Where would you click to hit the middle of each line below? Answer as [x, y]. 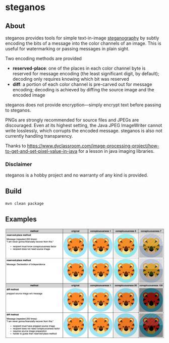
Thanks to [16, 146]
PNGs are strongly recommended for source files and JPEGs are [72, 120]
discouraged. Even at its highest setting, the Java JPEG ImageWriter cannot [84, 125]
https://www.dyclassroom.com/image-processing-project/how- [93, 146]
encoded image [29, 95]
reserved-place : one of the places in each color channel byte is [79, 68]
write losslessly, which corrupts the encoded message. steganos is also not [84, 131]
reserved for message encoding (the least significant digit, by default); [86, 74]
